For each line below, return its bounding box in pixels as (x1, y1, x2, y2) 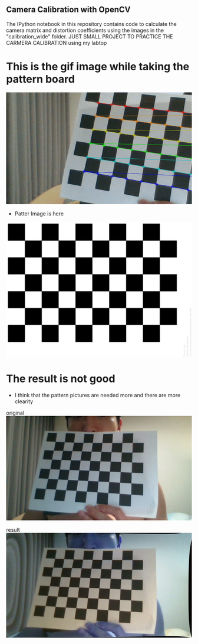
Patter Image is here (14, 210, 64, 217)
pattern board (6, 73, 75, 86)
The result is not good (6, 372, 115, 385)
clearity (14, 398, 34, 405)
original (6, 409, 25, 416)
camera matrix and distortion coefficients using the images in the (6, 27, 164, 34)
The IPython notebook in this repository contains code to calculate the (6, 20, 177, 27)
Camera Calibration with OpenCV (6, 5, 131, 15)
